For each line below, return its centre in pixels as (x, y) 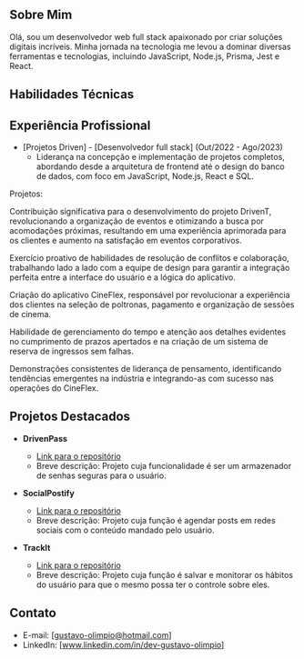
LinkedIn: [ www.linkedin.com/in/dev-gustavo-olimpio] (123, 644)
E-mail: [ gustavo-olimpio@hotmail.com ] (97, 634)
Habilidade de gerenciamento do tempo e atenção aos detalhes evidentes (148, 332)
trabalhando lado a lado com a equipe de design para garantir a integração (150, 268)
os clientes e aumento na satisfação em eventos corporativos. (126, 241)
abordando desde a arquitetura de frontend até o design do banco (160, 166)
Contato (33, 613)
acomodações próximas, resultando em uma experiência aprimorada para (148, 231)
